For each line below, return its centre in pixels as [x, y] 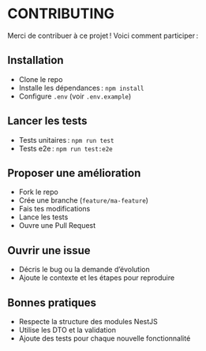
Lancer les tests [47, 121]
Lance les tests [43, 217]
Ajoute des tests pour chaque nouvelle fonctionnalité [105, 338]
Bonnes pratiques [52, 302]
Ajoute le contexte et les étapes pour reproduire [97, 278]
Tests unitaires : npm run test [66, 140]
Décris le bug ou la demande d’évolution [84, 270]
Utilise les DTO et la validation [67, 330]
